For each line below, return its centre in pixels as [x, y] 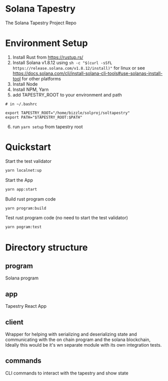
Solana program [22, 278]
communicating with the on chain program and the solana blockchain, [78, 340]
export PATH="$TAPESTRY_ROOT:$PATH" [44, 117]
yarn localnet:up [24, 170]
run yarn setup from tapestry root [48, 126]
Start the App [19, 180]
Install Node [25, 84]
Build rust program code [31, 199]
